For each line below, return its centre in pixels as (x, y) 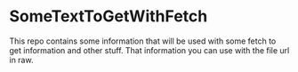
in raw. (21, 60)
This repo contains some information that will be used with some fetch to (143, 41)
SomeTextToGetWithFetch (109, 16)
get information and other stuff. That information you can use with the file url (149, 50)
